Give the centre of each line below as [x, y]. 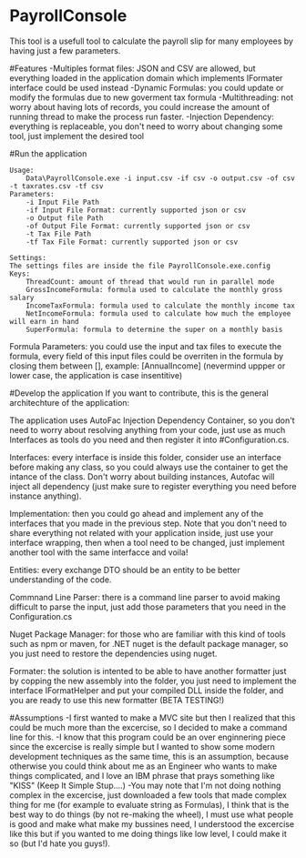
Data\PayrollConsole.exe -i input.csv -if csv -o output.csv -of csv [161, 178]
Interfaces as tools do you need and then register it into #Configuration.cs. [149, 439]
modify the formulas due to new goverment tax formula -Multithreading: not [152, 97]
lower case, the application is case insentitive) [96, 375]
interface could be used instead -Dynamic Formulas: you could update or [147, 87]
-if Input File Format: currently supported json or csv [136, 210]
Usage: [22, 170]
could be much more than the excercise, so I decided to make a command [148, 727]
